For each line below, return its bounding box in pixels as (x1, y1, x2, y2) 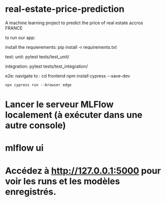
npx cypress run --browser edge (5, 82, 72, 87)
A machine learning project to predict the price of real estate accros (5, 20, 143, 26)
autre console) (5, 120, 66, 131)
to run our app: (5, 35, 36, 40)
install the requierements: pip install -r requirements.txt (5, 44, 117, 50)
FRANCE (5, 25, 23, 31)
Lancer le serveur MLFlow (5, 99, 114, 110)
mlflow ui (5, 142, 44, 154)
